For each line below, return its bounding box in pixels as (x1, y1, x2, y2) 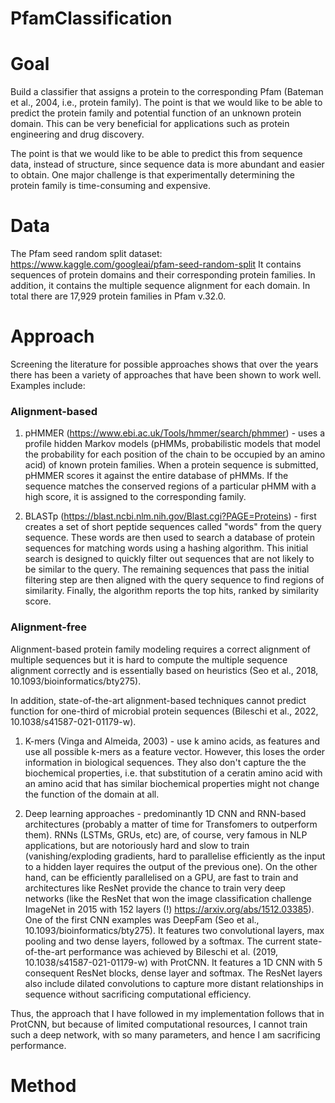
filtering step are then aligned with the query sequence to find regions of (24, 574, 325, 586)
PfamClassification (10, 7, 173, 30)
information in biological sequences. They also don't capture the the (24, 756, 307, 768)
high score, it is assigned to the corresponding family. (24, 491, 247, 503)
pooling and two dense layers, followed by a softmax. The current (24, 935, 296, 947)
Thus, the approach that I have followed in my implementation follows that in (10, 1007, 325, 1019)
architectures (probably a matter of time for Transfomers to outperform (24, 818, 318, 830)
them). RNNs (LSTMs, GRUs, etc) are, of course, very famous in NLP (24, 828, 308, 841)
